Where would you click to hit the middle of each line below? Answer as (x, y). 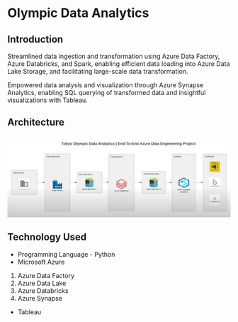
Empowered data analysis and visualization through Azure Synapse (106, 85)
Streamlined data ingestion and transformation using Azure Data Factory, (114, 56)
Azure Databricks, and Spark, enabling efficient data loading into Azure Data (119, 64)
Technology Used (47, 237)
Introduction (35, 39)
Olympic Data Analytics (78, 13)
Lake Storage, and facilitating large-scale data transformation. (98, 71)
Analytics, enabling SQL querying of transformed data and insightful (107, 93)
